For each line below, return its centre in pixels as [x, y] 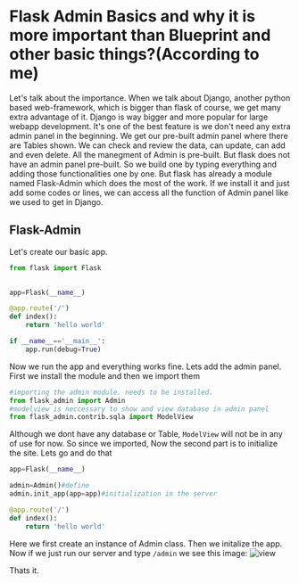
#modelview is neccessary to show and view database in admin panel [139, 409]
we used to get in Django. [56, 201]
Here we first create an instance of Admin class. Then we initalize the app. [146, 543]
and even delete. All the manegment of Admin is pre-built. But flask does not [150, 154]
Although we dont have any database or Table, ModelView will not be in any [146, 434]
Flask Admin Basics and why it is [133, 16]
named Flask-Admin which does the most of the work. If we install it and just [149, 183]
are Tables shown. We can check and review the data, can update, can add [147, 145]
